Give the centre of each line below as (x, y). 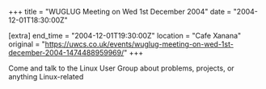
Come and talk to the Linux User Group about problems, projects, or (121, 68)
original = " (27, 44)
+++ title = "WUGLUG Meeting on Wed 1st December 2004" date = (120, 12)
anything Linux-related (46, 77)
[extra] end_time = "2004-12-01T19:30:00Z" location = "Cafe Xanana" (125, 36)
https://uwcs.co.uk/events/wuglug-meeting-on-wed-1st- (139, 44)
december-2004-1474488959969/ (66, 53)
